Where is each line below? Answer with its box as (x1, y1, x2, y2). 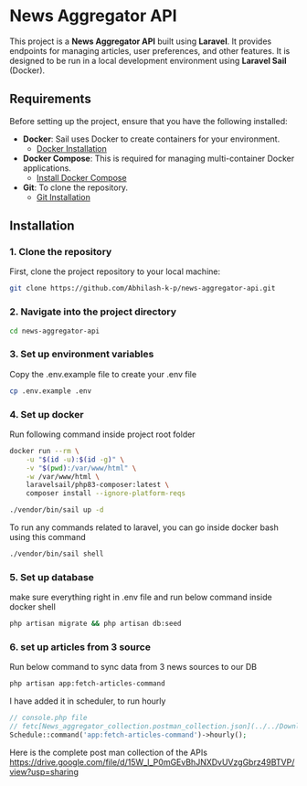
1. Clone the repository (9, 246, 112, 259)
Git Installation (36, 191, 91, 202)
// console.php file (9, 714, 89, 723)
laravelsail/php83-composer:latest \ (26, 481, 170, 490)
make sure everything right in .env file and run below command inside (9, 591, 272, 603)
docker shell (9, 601, 57, 612)
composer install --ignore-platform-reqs (26, 489, 185, 498)
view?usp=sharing (9, 766, 79, 777)
